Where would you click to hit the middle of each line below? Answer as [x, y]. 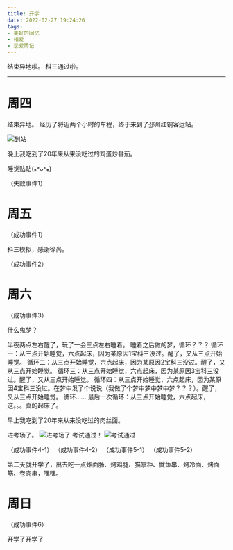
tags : [15, 26]
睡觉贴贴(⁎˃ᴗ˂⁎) [29, 168]
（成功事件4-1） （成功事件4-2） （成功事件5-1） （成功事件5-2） [102, 449]
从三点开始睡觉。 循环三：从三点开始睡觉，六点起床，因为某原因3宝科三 [110, 370]
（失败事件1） [27, 183]
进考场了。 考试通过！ [55, 435]
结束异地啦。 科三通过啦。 [44, 66]
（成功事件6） [27, 524]
